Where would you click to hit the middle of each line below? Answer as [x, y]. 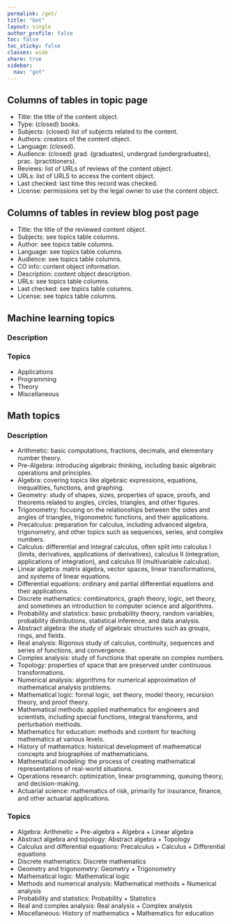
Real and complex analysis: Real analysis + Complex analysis [105, 905]
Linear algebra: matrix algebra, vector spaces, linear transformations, [117, 569]
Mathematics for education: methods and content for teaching [107, 732]
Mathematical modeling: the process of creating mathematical [106, 761]
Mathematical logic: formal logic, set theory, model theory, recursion [115, 695]
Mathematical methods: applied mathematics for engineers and [108, 710]
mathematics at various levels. [61, 739]
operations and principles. [55, 473]
